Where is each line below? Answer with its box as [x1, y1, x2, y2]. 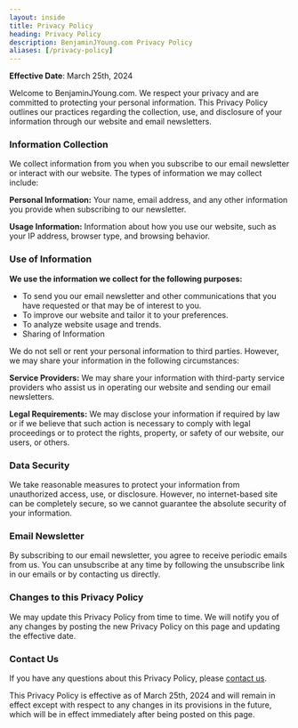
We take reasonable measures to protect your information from [9, 480, 240, 490]
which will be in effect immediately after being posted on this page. [9, 708, 255, 719]
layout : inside [9, 12, 66, 22]
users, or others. [9, 437, 70, 448]
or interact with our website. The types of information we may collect [9, 168, 262, 179]
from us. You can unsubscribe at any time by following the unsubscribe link [9, 560, 285, 570]
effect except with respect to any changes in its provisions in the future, [9, 700, 272, 710]
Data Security [9, 459, 70, 472]
